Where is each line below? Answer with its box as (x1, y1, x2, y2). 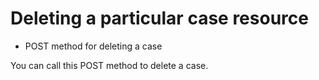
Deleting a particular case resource (10, 7, 309, 30)
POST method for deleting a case (24, 40, 163, 52)
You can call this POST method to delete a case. (10, 59, 209, 71)
